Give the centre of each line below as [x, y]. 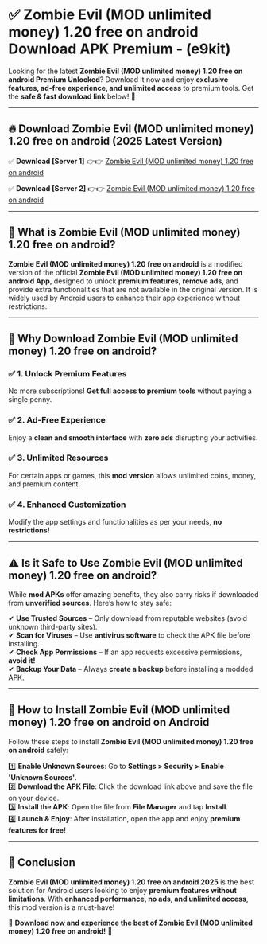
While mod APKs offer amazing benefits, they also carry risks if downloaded [134, 594]
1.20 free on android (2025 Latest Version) [115, 141]
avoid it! [22, 660]
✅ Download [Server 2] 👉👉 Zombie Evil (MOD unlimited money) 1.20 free [132, 188]
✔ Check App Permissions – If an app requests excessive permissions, [125, 652]
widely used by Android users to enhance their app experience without [124, 298]
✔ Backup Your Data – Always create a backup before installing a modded [131, 669]
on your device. [34, 798]
